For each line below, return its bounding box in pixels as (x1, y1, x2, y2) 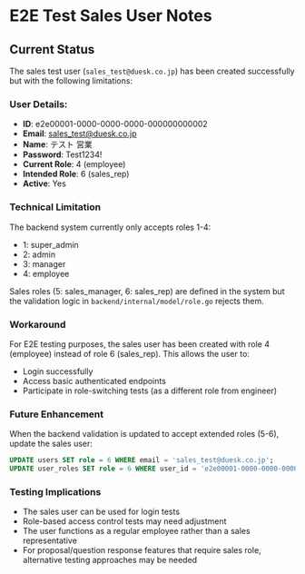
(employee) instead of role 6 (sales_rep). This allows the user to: (9, 348, 250, 359)
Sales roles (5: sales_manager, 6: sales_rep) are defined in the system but (9, 285, 285, 296)
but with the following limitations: (9, 75, 133, 86)
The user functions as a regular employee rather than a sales (22, 526, 251, 537)
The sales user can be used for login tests (22, 506, 180, 518)
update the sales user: (9, 438, 93, 450)
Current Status (9, 42, 95, 57)
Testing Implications (9, 485, 102, 498)
